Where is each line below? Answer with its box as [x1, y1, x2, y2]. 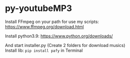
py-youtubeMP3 [5, 3, 72, 14]
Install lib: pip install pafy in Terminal [5, 47, 83, 53]
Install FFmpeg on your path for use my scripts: [5, 19, 99, 24]
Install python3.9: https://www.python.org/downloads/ [5, 33, 113, 39]
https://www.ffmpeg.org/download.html [5, 23, 84, 29]
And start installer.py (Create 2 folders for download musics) [5, 42, 126, 48]
